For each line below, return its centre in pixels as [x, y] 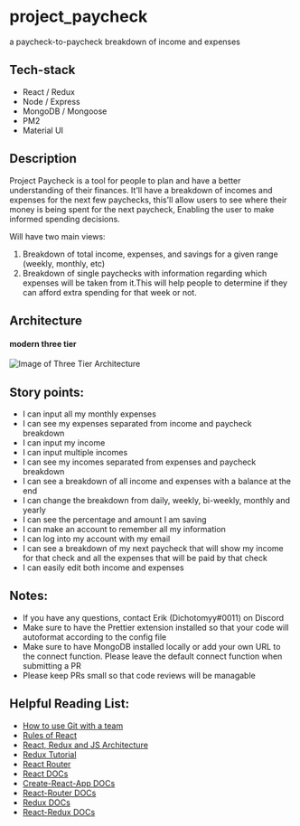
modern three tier [43, 343]
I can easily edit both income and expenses [103, 568]
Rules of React [50, 735]
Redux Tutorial [49, 754]
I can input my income [64, 442]
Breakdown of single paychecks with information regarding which [145, 273]
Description [43, 159]
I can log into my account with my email [96, 539]
